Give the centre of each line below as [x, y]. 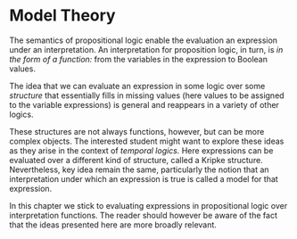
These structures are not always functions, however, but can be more [137, 131]
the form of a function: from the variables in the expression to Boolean [138, 59]
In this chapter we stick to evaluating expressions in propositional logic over [148, 205]
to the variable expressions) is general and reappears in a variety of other [144, 104]
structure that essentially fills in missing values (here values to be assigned [147, 95]
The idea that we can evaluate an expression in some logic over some [137, 86]
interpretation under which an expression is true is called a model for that [144, 178]
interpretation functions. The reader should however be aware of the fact [144, 215]
